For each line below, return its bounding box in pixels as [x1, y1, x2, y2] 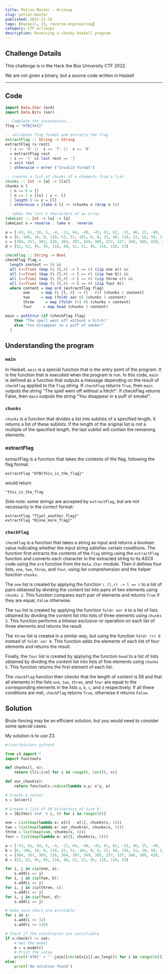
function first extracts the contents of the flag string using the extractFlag [5, 550, 159, 556]
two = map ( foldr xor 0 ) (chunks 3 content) [23, 295, 126, 300]
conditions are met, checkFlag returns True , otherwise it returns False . [5, 690, 149, 696]
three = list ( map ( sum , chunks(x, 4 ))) [5, 830, 86, 835]
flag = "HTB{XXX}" [5, 124, 43, 129]
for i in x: [5, 913, 30, 918]
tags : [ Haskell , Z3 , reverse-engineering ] [5, 21, 95, 27]
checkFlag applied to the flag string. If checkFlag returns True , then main [5, 382, 153, 388]
